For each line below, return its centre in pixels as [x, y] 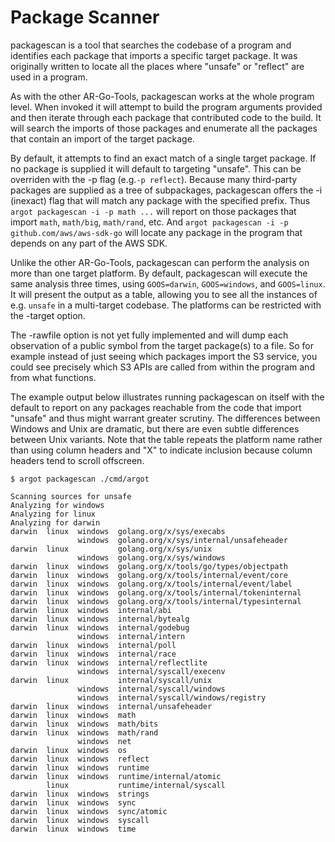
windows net [104, 741]
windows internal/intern [131, 636]
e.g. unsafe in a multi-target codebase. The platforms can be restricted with [166, 305]
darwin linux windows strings [80, 794]
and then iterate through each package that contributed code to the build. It [166, 117]
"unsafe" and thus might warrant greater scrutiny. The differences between [165, 418]
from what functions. [53, 377]
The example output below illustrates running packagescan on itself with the [167, 397]
